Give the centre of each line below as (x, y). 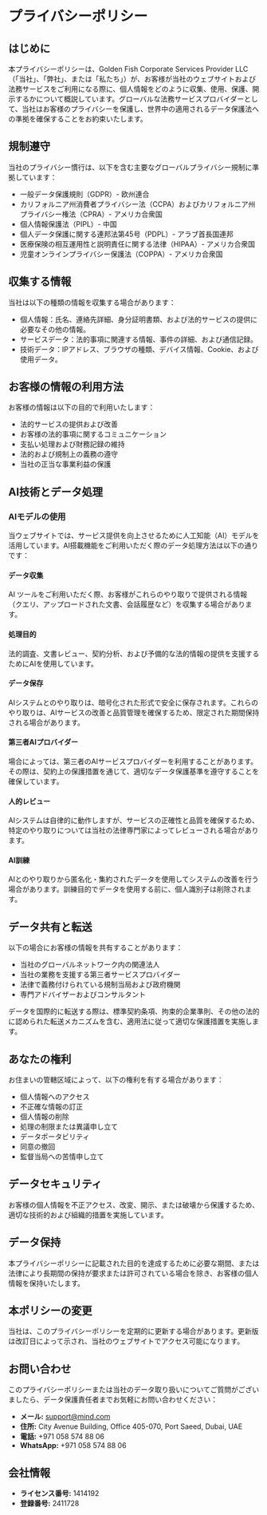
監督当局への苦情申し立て (62, 1156)
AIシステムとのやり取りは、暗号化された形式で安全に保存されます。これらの (133, 702)
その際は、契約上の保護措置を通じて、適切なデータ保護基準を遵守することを (134, 771)
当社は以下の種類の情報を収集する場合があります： (92, 302)
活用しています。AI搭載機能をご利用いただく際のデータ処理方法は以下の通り (133, 546)
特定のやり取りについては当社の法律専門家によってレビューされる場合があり (133, 830)
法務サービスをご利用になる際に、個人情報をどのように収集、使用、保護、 (130, 89)
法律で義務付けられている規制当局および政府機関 (100, 985)
